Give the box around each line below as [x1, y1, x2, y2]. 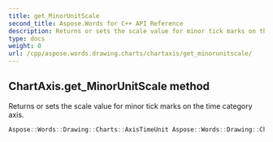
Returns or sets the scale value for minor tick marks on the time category [8, 101, 253, 110]
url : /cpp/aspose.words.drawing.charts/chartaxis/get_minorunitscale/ [8, 49, 253, 58]
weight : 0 [8, 42, 42, 50]
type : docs [8, 34, 45, 43]
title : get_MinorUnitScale [8, 11, 100, 20]
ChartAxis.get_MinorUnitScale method [8, 80, 210, 93]
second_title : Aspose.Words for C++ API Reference [8, 19, 184, 28]
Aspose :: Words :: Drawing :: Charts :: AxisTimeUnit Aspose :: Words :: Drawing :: [8, 125, 260, 134]
